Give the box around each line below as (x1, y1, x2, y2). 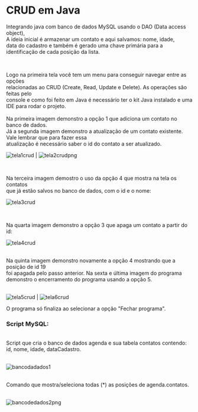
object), (6, 29, 25, 36)
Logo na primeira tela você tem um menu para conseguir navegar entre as (6, 71, 187, 78)
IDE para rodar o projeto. (6, 102, 66, 109)
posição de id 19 (6, 263, 46, 270)
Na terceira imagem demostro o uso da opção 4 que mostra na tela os (6, 174, 177, 181)
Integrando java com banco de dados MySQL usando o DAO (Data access (6, 23, 186, 30)
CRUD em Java (6, 4, 81, 17)
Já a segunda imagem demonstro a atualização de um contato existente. (6, 128, 183, 135)
